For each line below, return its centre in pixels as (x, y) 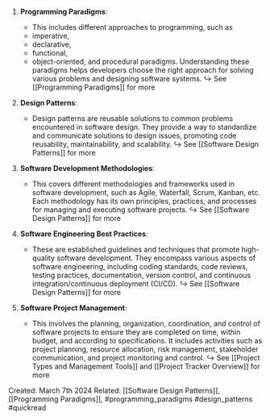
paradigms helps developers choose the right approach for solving (143, 70)
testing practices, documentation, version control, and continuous (141, 275)
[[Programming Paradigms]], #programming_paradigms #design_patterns (131, 399)
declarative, (52, 44)
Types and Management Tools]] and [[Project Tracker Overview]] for (146, 366)
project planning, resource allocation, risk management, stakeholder (145, 349)
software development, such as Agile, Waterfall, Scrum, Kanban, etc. (146, 192)
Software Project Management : (73, 308)
